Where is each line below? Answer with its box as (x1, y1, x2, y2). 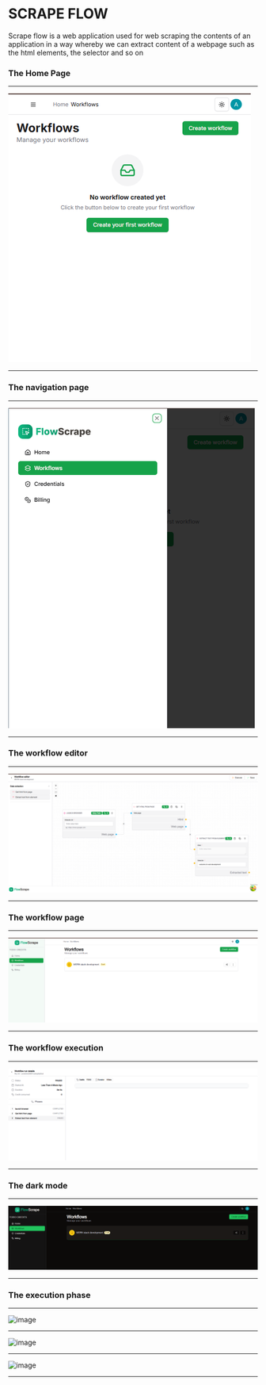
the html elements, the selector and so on (8, 48, 144, 57)
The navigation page (8, 382, 89, 393)
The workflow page (8, 912, 85, 923)
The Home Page (8, 67, 71, 78)
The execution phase (8, 1289, 91, 1300)
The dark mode (8, 1180, 68, 1191)
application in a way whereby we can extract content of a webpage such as (8, 39, 255, 48)
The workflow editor (8, 748, 89, 759)
